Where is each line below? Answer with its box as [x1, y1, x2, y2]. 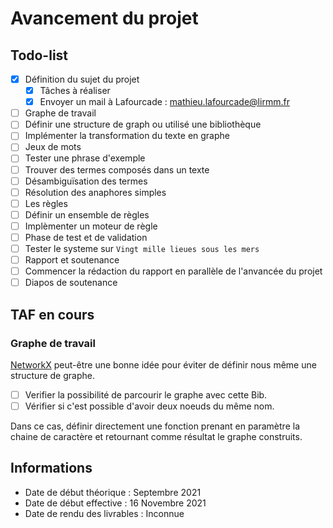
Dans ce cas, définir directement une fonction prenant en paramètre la [10, 420, 300, 432]
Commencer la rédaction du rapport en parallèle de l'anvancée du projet [24, 265, 323, 277]
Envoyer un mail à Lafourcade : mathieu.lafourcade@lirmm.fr [39, 96, 290, 108]
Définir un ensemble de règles [24, 208, 150, 221]
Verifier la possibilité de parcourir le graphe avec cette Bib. [24, 388, 268, 401]
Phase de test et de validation [24, 231, 148, 243]
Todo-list [10, 47, 69, 64]
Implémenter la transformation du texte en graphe [24, 130, 230, 142]
